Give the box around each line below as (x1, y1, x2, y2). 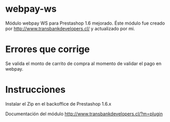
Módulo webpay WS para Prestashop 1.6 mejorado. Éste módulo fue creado (5, 20, 165, 26)
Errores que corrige (5, 44, 90, 55)
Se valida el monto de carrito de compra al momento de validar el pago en (5, 60, 162, 67)
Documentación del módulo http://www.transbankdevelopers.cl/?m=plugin (5, 111, 163, 117)
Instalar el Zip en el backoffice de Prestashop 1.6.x (5, 100, 112, 107)
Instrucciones (5, 84, 66, 95)
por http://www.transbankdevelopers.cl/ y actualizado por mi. (5, 25, 135, 31)
